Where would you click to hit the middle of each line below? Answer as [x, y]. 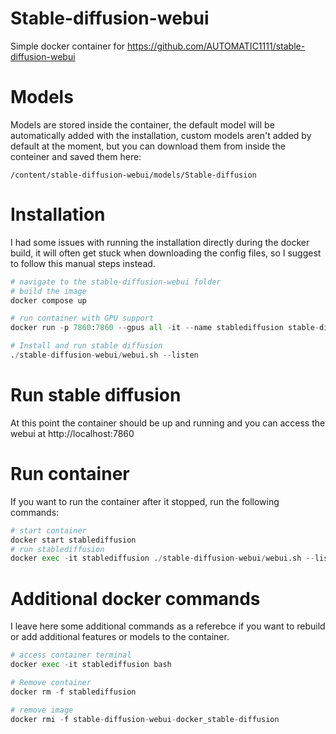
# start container [48, 530]
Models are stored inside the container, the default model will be [142, 124]
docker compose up [48, 300]
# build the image [48, 291]
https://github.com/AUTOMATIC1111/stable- [216, 46]
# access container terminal [71, 655]
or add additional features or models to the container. [120, 637]
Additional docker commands [135, 598]
